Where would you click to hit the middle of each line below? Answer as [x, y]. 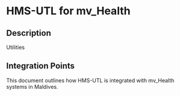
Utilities [16, 47]
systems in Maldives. [32, 86]
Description [29, 33]
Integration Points [41, 66]
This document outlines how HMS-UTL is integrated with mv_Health [90, 80]
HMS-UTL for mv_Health [68, 11]
